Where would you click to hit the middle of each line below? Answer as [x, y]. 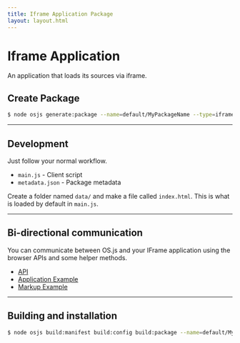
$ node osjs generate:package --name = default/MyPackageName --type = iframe [121, 115]
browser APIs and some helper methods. [67, 257]
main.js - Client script [50, 174]
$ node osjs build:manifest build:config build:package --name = [105, 332]
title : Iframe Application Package [60, 14]
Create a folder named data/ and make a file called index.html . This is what [119, 196]
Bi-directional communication [75, 233]
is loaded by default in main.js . [53, 204]
